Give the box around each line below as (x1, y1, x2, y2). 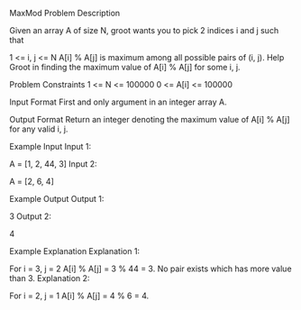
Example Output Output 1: (9, 194, 105, 204)
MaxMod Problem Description (9, 8, 121, 18)
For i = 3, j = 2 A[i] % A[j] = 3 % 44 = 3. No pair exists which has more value (9, 263, 292, 274)
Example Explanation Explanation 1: (9, 246, 141, 256)
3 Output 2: (9, 211, 52, 222)
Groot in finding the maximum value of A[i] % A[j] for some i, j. (9, 62, 241, 72)
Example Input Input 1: (9, 141, 92, 151)
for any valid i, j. (9, 123, 68, 134)
